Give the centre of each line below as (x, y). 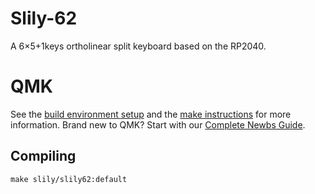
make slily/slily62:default (69, 179)
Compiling (43, 156)
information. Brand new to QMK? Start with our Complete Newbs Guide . (158, 124)
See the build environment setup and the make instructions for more (151, 114)
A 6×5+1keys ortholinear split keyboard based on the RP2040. (138, 46)
